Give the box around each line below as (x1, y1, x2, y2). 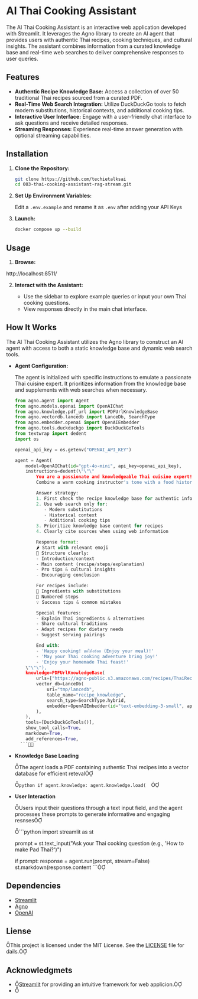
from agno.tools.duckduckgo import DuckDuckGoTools (14, 425, 145, 431)
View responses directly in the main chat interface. (23, 305, 148, 313)
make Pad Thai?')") (14, 846, 62, 853)
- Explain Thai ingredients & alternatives (36, 616, 145, 621)
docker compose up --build (14, 226, 82, 233)
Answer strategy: (36, 490, 79, 496)
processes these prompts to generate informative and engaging (14, 811, 170, 818)
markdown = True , (25, 731, 63, 737)
